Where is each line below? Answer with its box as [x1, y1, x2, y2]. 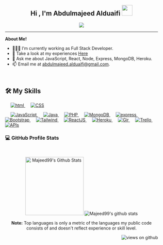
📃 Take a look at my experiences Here [12, 50, 88, 56]
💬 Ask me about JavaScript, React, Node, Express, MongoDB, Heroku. [12, 55, 153, 61]
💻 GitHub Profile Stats [5, 134, 59, 141]
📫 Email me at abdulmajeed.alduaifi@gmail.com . [12, 61, 110, 67]
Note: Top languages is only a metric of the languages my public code [11, 220, 152, 226]
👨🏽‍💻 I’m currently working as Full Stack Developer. [12, 45, 114, 51]
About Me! [5, 36, 27, 42]
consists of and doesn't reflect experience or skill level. [26, 225, 137, 231]
